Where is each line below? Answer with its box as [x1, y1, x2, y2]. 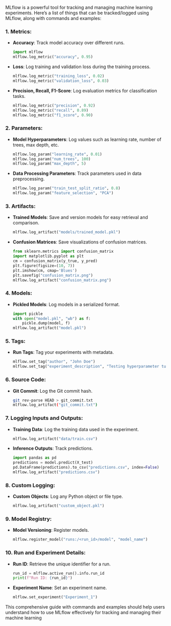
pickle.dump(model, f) [22, 320, 70, 326]
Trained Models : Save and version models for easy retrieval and [12, 214, 148, 220]
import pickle [12, 311, 43, 316]
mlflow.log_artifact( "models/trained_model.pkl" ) [12, 230, 121, 235]
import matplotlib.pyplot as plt [12, 254, 84, 259]
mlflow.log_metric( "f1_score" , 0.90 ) [12, 112, 93, 117]
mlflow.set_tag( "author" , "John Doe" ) [12, 359, 95, 365]
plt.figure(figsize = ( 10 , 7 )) [12, 263, 75, 268]
